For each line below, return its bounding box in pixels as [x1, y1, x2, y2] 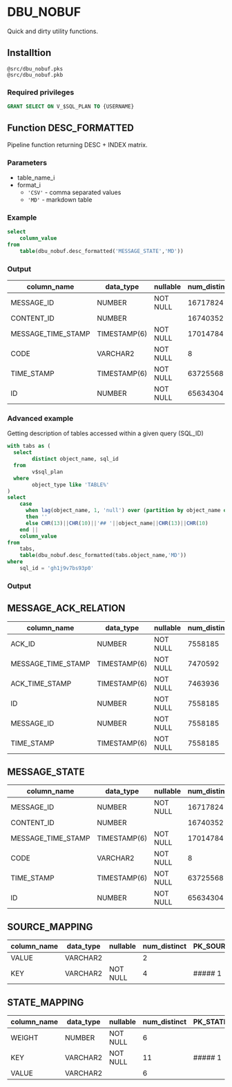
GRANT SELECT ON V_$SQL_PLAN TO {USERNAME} [7, 103, 135, 111]
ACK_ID [10, 639, 36, 648]
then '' [25, 513, 48, 520]
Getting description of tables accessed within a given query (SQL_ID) [7, 429, 204, 437]
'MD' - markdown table [27, 196, 93, 204]
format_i [17, 181, 41, 189]
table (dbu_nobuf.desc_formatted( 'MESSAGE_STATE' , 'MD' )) [19, 247, 184, 254]
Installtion [7, 47, 52, 59]
